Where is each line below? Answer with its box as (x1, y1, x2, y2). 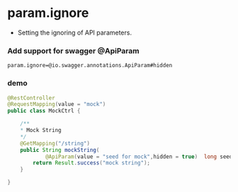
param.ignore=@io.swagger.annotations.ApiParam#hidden (7, 62, 173, 69)
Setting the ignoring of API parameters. (17, 28, 132, 37)
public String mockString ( (20, 146, 100, 153)
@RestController (7, 94, 55, 102)
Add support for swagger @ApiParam (7, 46, 140, 56)
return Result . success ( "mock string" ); (33, 160, 151, 167)
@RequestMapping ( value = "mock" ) (7, 101, 106, 108)
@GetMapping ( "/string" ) (20, 140, 91, 147)
